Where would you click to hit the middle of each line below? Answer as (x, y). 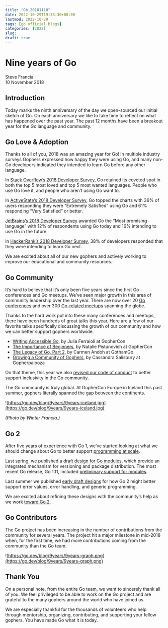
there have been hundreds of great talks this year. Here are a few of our (79, 321)
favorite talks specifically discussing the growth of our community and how (83, 326)
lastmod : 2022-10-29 (27, 19)
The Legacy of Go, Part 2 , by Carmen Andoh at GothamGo (73, 352)
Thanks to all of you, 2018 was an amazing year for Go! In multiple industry (82, 154)
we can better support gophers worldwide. (50, 332)
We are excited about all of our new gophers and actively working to (76, 256)
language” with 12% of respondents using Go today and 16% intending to (81, 226)
